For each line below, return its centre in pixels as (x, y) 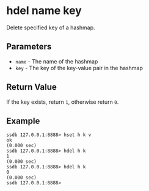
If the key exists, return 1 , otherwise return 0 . (63, 102)
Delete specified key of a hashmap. (51, 27)
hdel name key (44, 11)
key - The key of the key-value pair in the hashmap (79, 68)
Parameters (29, 47)
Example (23, 121)
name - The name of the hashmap (56, 61)
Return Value (31, 87)
